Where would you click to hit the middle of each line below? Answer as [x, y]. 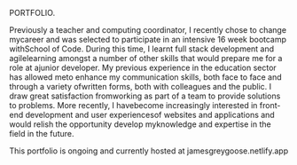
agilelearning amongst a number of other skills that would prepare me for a [146, 58]
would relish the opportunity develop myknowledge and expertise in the [141, 124]
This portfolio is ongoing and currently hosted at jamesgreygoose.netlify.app [149, 151]
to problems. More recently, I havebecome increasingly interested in [133, 105]
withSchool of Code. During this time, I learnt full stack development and [142, 49]
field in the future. [42, 134]
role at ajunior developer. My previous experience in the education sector [143, 67]
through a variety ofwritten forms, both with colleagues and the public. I [141, 86]
